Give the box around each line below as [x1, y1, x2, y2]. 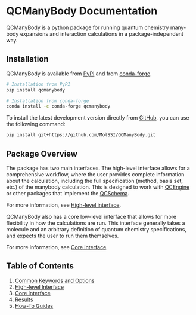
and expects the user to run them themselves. [6, 232, 119, 239]
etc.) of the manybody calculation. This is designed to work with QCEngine [6, 184, 190, 191]
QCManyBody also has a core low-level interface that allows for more [6, 213, 177, 220]
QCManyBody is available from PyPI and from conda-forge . [6, 70, 152, 77]
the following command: [6, 121, 66, 128]
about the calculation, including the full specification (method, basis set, [6, 177, 183, 184]
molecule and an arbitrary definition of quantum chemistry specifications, [6, 225, 186, 233]
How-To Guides [14, 302, 54, 309]
